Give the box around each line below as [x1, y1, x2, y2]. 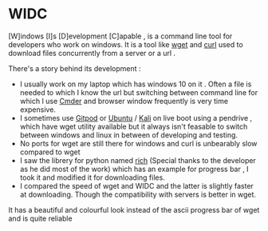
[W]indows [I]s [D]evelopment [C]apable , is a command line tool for [8, 31, 233, 41]
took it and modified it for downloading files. [19, 173, 165, 182]
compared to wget [19, 147, 81, 157]
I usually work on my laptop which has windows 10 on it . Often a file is [19, 79, 252, 89]
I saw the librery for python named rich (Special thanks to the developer [19, 155, 257, 165]
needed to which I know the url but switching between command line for [19, 87, 258, 97]
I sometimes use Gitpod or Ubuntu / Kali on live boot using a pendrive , [19, 113, 253, 122]
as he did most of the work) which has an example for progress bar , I [19, 164, 249, 173]
